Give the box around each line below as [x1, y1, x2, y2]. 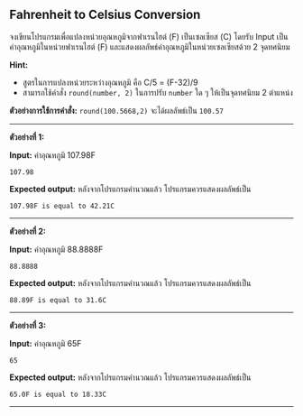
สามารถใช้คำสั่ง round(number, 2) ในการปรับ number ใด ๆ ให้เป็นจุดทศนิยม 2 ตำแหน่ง [22, 87, 293, 97]
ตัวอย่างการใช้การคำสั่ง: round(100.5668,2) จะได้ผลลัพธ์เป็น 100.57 [9, 105, 224, 116]
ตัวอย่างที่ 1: [9, 131, 45, 143]
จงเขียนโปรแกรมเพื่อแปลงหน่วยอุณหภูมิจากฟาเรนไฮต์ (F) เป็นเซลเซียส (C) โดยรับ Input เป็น [9, 31, 289, 42]
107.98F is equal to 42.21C [9, 201, 115, 210]
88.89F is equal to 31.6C [9, 295, 106, 305]
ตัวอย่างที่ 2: [9, 226, 47, 236]
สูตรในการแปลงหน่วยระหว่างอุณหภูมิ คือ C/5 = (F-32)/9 [22, 77, 198, 88]
